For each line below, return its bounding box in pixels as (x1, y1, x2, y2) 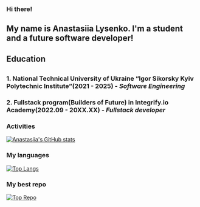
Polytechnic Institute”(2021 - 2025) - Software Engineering (6, 82, 185, 90)
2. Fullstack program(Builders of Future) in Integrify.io (6, 98, 169, 107)
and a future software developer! (6, 33, 134, 44)
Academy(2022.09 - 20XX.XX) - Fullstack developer (6, 106, 166, 114)
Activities (6, 122, 35, 131)
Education (6, 53, 46, 64)
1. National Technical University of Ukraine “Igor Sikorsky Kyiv (6, 75, 194, 83)
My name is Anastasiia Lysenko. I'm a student (6, 24, 184, 34)
